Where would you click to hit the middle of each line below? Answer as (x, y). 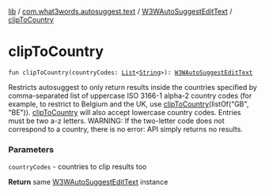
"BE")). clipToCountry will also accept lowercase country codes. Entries (125, 112)
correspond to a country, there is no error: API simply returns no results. (126, 129)
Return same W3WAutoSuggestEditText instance (88, 182)
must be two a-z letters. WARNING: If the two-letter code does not (117, 121)
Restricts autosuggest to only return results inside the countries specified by (132, 87)
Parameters (31, 149)
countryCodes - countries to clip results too (78, 167)
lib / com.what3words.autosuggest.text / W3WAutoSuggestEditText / (120, 11)
